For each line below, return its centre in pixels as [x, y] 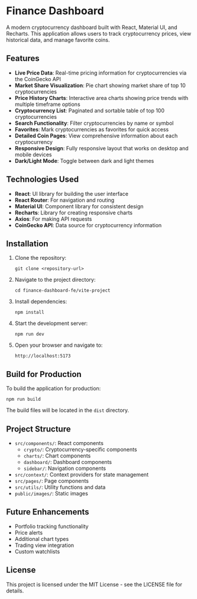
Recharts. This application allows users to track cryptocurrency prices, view [98, 33]
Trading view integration [44, 545]
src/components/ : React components [59, 443]
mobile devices [33, 154]
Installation [27, 244]
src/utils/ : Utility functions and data [60, 487]
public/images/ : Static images [51, 493]
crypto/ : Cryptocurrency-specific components [80, 449]
